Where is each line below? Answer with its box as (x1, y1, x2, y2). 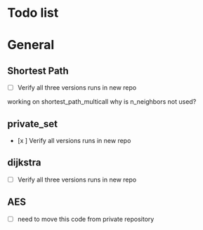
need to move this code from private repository (17, 215, 155, 223)
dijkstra (7, 156, 41, 169)
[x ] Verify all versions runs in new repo (17, 137, 131, 145)
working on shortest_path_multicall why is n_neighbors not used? (7, 97, 197, 106)
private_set (7, 118, 58, 130)
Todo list (7, 5, 59, 21)
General (7, 37, 55, 53)
